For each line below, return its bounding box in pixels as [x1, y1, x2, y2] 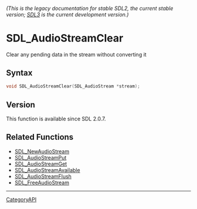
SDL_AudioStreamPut [14, 154, 67, 161]
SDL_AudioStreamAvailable [14, 166, 80, 173]
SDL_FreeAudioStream [14, 179, 69, 186]
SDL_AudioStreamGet [14, 160, 67, 167]
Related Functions [6, 132, 74, 142]
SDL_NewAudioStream [14, 147, 69, 155]
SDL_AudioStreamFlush [14, 173, 72, 180]
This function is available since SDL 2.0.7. [6, 115, 106, 123]
